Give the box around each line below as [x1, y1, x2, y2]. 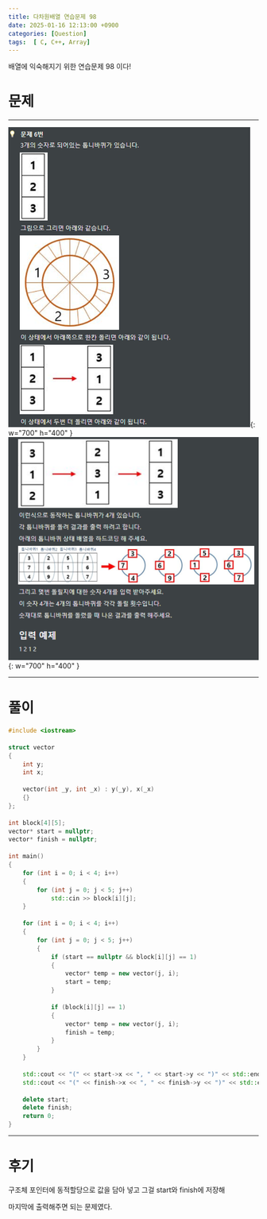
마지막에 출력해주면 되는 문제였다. [8, 1202, 113, 1212]
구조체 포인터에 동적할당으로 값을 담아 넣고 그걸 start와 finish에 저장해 [8, 1185, 226, 1195]
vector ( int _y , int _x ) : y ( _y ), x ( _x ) [22, 785, 155, 794]
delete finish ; [22, 1104, 73, 1112]
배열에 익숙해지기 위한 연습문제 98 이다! [8, 62, 132, 72]
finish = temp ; [64, 1028, 115, 1036]
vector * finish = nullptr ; [8, 835, 98, 844]
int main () [8, 853, 44, 861]
